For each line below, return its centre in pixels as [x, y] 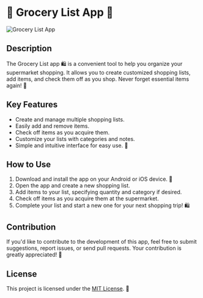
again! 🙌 [17, 85]
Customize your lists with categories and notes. [75, 139]
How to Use [29, 164]
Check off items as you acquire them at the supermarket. [87, 198]
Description [29, 49]
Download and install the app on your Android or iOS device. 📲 [94, 179]
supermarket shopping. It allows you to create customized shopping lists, [98, 72]
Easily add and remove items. [52, 126]
